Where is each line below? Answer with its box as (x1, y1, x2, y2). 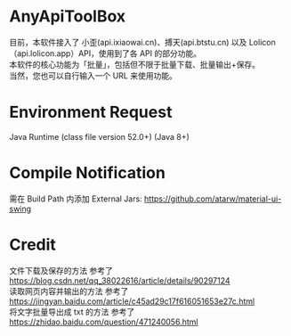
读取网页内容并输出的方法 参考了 (9, 285, 129, 296)
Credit (9, 234, 56, 255)
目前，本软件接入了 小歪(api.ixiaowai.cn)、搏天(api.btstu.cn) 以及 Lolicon (9, 37, 276, 47)
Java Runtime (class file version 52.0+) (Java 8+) (9, 131, 190, 142)
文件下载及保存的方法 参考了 (9, 265, 113, 275)
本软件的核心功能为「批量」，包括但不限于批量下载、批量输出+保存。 (9, 59, 261, 70)
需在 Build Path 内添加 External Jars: (9, 193, 142, 204)
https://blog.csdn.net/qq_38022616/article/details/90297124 (9, 275, 230, 286)
